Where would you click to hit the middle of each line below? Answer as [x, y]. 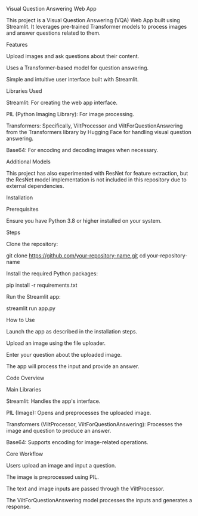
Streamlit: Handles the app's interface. [53, 401]
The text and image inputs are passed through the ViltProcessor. [85, 488]
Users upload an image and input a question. [61, 465]
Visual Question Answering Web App [51, 9]
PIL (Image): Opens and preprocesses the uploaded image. [79, 413]
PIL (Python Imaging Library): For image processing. [70, 114]
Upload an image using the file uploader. [56, 343]
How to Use [21, 320]
